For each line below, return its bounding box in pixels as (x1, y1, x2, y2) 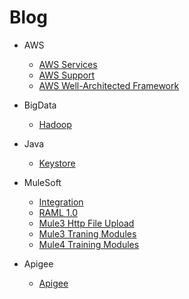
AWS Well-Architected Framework (38, 79, 180, 91)
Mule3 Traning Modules (38, 227, 137, 240)
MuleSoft (23, 176, 62, 188)
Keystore (38, 157, 76, 169)
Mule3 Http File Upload (38, 217, 135, 229)
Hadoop (38, 118, 72, 130)
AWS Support (38, 69, 96, 81)
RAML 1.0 (38, 206, 78, 218)
